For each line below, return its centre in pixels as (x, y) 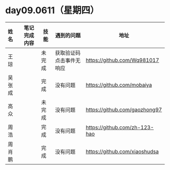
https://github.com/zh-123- (120, 127)
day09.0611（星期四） (52, 10)
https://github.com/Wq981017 (122, 60)
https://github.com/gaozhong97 (124, 110)
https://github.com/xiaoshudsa (122, 151)
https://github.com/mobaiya (119, 85)
